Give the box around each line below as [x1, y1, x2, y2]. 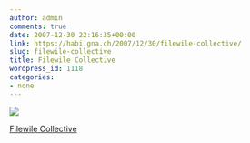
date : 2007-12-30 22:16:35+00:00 [9, 30, 136, 39]
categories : [9, 73, 55, 82]
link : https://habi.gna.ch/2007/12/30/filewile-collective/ [9, 38, 243, 48]
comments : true [9, 22, 67, 31]
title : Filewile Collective [9, 56, 116, 65]
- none [9, 81, 35, 90]
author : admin [9, 13, 64, 23]
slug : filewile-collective [9, 47, 112, 56]
